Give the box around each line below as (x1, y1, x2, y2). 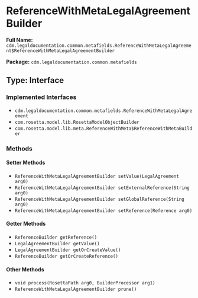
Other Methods (6, 265, 44, 273)
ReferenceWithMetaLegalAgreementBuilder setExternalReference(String (14, 185, 190, 191)
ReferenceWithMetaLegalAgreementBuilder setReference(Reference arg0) (14, 207, 193, 214)
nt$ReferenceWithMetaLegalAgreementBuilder (6, 47, 115, 54)
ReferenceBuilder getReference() (14, 234, 98, 241)
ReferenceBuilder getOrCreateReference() (14, 253, 118, 259)
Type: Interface (6, 75, 64, 85)
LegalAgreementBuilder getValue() (14, 241, 100, 246)
